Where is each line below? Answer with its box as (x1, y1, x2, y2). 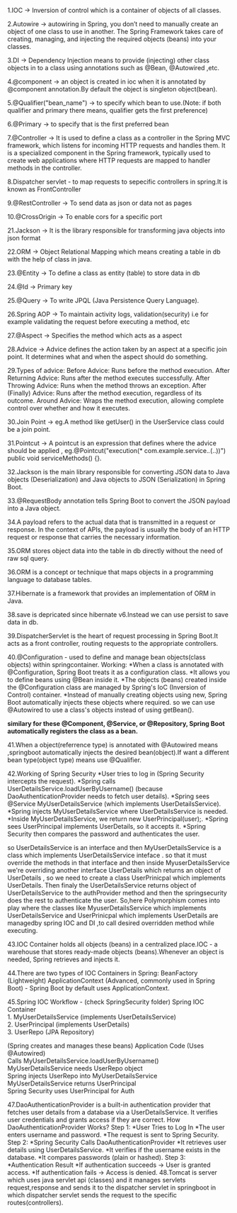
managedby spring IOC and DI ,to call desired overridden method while (7, 919, 214, 927)
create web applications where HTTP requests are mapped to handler (7, 156, 211, 164)
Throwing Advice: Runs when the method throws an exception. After (7, 381, 207, 389)
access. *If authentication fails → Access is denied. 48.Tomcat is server (7, 1168, 218, 1176)
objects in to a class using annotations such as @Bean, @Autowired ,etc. (7, 64, 219, 72)
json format (7, 234, 41, 242)
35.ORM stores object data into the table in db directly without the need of (7, 547, 224, 555)
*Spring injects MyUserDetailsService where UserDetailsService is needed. (7, 807, 229, 815)
